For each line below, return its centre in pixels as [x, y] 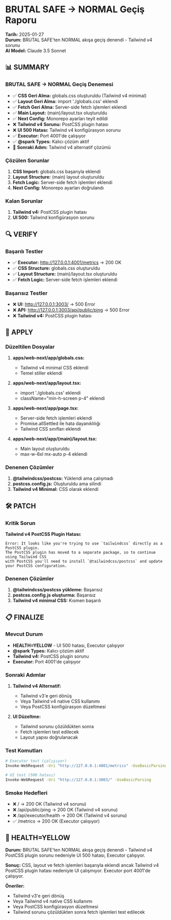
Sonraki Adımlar [25, 675]
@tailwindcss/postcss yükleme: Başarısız [58, 590]
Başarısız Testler [26, 293]
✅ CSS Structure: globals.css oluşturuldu [56, 268]
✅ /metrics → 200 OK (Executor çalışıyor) [56, 821]
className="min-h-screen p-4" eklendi [63, 398]
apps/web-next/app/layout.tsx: [47, 383]
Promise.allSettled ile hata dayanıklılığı [60, 423]
